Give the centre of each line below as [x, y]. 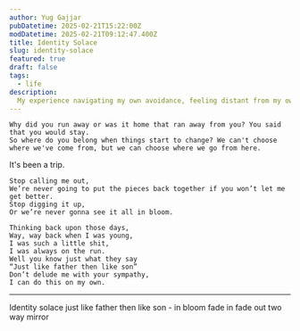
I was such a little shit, [59, 244]
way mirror [29, 317]
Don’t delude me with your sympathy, [79, 275]
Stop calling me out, [50, 181]
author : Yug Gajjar [46, 17]
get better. [31, 197]
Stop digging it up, [48, 205]
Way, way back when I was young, [71, 236]
